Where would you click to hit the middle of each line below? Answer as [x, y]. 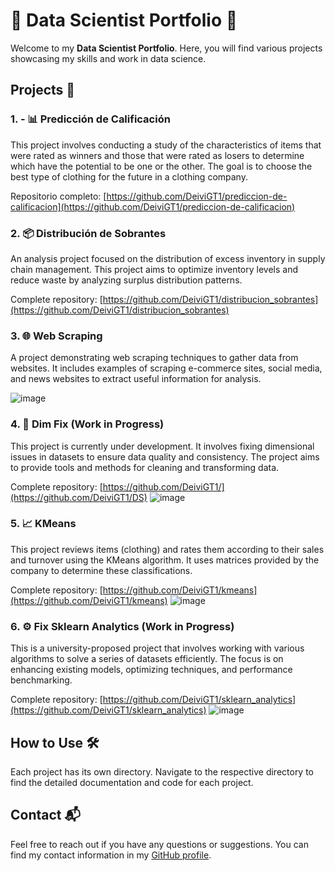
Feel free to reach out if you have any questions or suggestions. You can [159, 844]
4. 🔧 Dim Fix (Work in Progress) [87, 424]
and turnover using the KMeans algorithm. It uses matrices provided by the [165, 560]
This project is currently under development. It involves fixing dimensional [162, 446]
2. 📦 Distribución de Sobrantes [88, 233]
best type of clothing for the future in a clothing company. [129, 176]
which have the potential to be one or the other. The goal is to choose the [161, 166]
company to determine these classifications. [101, 570]
